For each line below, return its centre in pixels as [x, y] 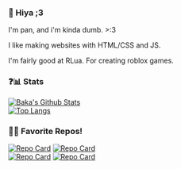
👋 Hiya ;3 [26, 13]
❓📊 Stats [26, 82]
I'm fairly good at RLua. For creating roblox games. [91, 61]
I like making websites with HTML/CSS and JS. [85, 45]
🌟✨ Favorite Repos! [46, 131]
